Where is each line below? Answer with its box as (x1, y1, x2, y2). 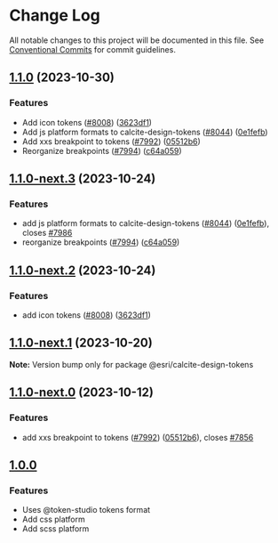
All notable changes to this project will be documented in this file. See (9, 35, 265, 45)
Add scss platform (21, 523, 90, 534)
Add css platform (21, 514, 86, 525)
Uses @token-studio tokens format (21, 505, 151, 515)
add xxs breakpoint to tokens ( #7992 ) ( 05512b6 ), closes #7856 (21, 432, 254, 442)
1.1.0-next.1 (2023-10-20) (9, 336, 153, 351)
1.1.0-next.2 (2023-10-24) (9, 263, 156, 278)
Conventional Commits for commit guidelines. (9, 44, 176, 54)
